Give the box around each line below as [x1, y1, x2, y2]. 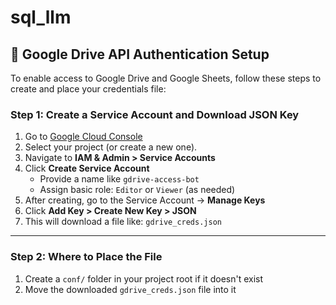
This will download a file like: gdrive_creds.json [24, 216, 222, 228]
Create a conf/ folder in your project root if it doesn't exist [24, 272, 264, 285]
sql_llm [10, 6, 72, 29]
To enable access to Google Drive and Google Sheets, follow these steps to [10, 72, 322, 84]
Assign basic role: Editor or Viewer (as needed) [39, 184, 236, 196]
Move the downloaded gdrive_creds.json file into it [24, 283, 237, 295]
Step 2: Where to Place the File [10, 250, 163, 264]
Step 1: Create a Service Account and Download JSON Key [10, 107, 300, 121]
